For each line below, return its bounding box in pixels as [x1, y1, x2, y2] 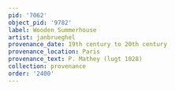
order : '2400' [8, 70, 55, 77]
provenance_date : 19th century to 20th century [8, 41, 168, 49]
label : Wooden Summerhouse [8, 26, 97, 34]
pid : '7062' [8, 11, 47, 20]
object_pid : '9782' [8, 19, 73, 27]
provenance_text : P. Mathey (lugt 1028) [8, 56, 143, 63]
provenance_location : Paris [8, 48, 101, 56]
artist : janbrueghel [8, 33, 76, 41]
